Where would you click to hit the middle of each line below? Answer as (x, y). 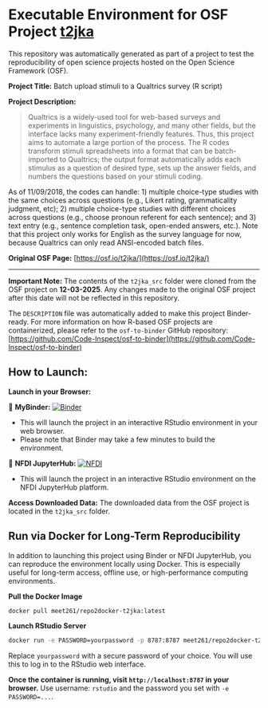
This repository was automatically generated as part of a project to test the (131, 53)
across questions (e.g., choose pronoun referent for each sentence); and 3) (132, 217)
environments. (32, 580)
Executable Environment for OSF (118, 15)
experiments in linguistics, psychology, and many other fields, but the (142, 125)
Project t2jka (51, 31)
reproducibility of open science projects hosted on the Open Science (122, 62)
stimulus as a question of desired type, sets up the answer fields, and (142, 167)
